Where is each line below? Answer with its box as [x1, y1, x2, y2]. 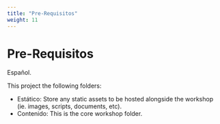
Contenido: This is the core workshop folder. [16, 110, 143, 118]
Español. [7, 69, 32, 77]
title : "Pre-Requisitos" [7, 10, 78, 17]
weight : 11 [7, 16, 38, 23]
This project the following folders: [7, 82, 102, 90]
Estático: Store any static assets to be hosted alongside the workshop [16, 95, 214, 103]
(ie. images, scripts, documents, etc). [16, 102, 122, 110]
